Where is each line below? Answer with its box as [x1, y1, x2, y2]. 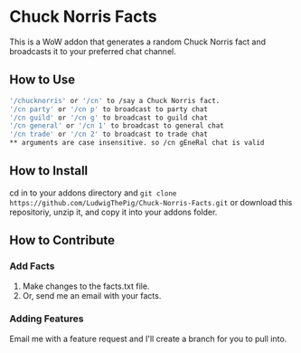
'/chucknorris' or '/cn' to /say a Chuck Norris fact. [9, 96, 221, 105]
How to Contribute [9, 233, 116, 248]
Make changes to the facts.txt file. [22, 281, 150, 291]
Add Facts [9, 260, 55, 272]
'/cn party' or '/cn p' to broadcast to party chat [9, 104, 208, 114]
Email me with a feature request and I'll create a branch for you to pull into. [9, 333, 287, 344]
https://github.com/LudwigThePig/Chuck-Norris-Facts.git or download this [9, 196, 293, 207]
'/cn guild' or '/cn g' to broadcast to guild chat [9, 113, 208, 122]
